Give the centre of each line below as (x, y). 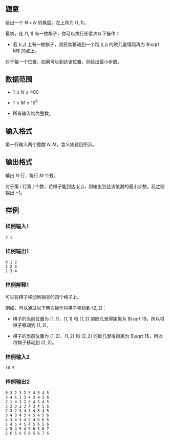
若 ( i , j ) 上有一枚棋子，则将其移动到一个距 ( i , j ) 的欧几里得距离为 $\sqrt (86, 44)
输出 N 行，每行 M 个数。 (32, 175)
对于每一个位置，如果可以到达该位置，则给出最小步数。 (63, 62)
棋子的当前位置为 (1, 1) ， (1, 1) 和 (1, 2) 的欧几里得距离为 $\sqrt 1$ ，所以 (86, 319)
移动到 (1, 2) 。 (36, 325)
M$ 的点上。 (26, 51)
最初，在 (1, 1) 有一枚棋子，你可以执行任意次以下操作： (63, 33)
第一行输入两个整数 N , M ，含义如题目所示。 (51, 145)
